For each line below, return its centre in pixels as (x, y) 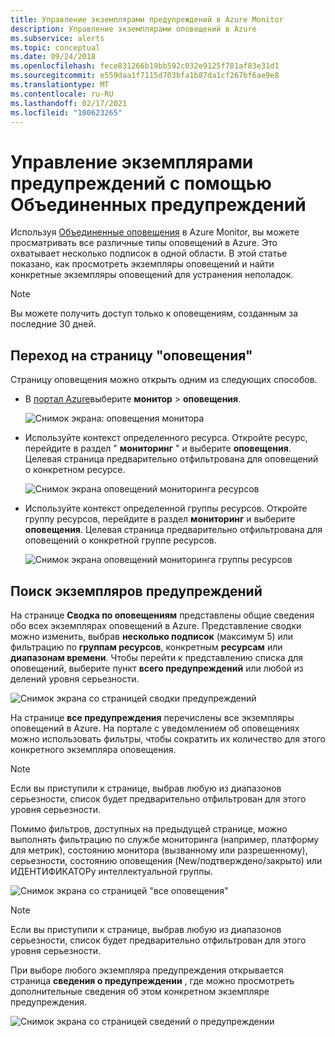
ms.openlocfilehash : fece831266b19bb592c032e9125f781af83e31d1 (145, 66)
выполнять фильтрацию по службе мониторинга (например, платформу (165, 839)
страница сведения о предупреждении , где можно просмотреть (152, 980)
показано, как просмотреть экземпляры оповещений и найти (142, 264)
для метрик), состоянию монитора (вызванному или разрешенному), (159, 850)
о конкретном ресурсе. (75, 470)
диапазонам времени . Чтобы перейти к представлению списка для (157, 657)
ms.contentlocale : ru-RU (62, 94)
